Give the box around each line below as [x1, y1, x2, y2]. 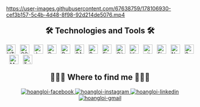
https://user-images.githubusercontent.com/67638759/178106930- [6, 5, 171, 12]
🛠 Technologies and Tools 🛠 [45, 26, 155, 35]
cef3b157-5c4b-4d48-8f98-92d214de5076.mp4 [6, 11, 125, 18]
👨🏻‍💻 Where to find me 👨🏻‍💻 [49, 72, 151, 82]
